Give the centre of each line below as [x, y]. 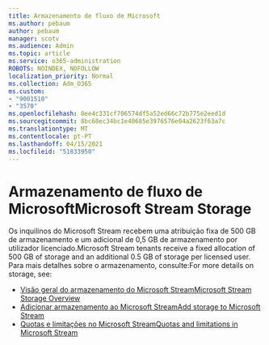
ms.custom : [27, 91]
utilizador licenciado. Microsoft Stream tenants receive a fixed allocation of [132, 249]
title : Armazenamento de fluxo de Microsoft [84, 16]
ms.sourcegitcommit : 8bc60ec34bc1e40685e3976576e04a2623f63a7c [117, 121]
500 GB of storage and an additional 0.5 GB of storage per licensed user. [130, 257]
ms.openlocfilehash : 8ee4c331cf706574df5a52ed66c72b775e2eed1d [117, 114]
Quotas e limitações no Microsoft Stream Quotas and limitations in [129, 324]
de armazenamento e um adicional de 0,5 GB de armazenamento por [123, 240]
